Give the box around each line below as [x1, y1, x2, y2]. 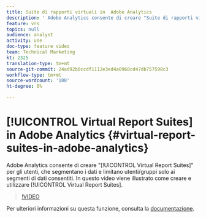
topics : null [6, 26, 40, 33]
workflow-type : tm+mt [6, 72, 62, 78]
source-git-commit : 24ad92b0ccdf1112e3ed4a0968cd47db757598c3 [6, 66, 169, 72]
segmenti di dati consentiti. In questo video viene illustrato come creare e [6, 174, 192, 182]
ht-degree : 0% [6, 84, 43, 90]
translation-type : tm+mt [6, 60, 70, 66]
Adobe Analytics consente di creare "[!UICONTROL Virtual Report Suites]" [6, 161, 194, 169]
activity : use [6, 37, 43, 44]
